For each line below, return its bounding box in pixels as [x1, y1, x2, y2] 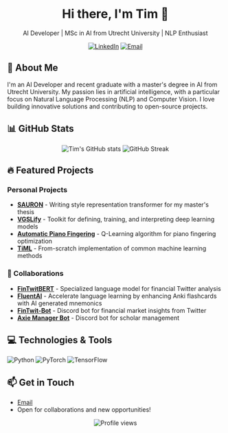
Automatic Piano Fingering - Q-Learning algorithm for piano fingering [16, 230, 216, 238]
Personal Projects [7, 185, 67, 194]
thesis [16, 208, 34, 216]
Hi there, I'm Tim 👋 [61, 6, 170, 22]
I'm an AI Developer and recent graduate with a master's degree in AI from [7, 80, 218, 89]
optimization [16, 237, 53, 246]
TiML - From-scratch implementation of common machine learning [16, 244, 207, 253]
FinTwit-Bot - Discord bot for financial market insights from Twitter [16, 306, 207, 314]
